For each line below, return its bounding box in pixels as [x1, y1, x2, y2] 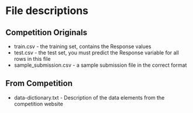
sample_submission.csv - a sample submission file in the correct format [13, 61, 187, 69]
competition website [13, 100, 64, 107]
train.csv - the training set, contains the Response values [13, 43, 151, 50]
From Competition [5, 78, 73, 88]
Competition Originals [5, 28, 88, 37]
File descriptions [5, 4, 89, 18]
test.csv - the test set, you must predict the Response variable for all [13, 49, 179, 56]
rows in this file [13, 56, 51, 62]
